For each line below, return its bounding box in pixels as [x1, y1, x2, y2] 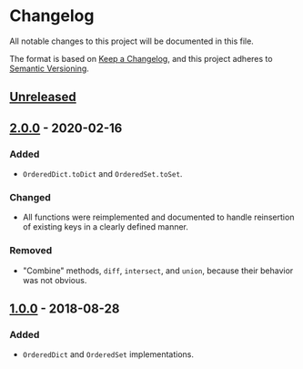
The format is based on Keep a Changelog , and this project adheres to [9, 53, 273, 64]
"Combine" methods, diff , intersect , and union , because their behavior [22, 265, 294, 276]
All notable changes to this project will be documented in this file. [9, 36, 255, 46]
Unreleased [9, 89, 77, 105]
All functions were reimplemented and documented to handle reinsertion [22, 211, 295, 223]
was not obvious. [22, 274, 87, 285]
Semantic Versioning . [9, 63, 89, 74]
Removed [9, 244, 53, 257]
